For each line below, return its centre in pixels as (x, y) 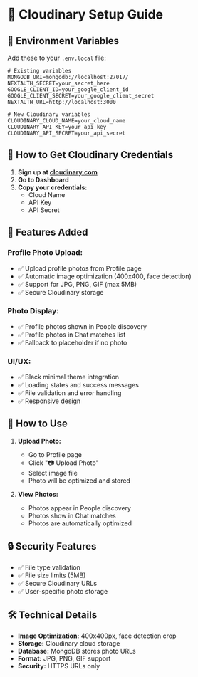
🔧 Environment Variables (63, 41)
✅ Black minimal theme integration (68, 377)
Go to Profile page (55, 454)
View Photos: (38, 494)
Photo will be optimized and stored (79, 481)
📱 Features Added (48, 232)
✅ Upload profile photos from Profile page (79, 268)
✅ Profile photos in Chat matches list (72, 335)
